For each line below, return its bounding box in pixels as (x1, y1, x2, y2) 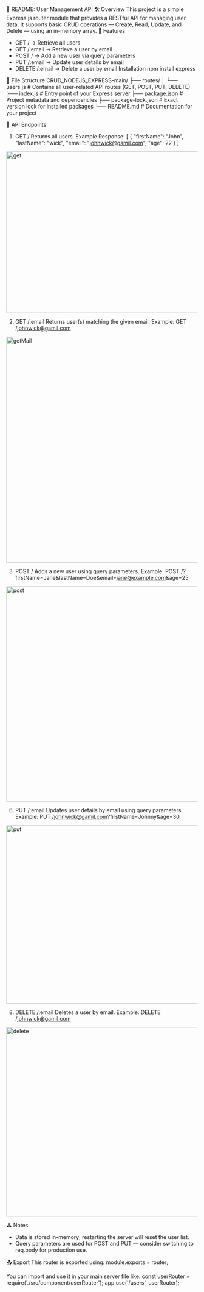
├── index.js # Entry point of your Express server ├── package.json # (6, 90, 183, 97)
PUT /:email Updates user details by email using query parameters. (15, 807, 183, 813)
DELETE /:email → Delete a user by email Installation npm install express (15, 65, 196, 72)
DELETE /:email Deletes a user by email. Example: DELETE (15, 1008, 161, 1016)
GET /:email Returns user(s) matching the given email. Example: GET (15, 318, 187, 325)
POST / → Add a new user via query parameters (15, 52, 135, 59)
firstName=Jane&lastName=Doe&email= (15, 574, 117, 581)
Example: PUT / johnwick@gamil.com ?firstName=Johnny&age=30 (15, 813, 180, 820)
